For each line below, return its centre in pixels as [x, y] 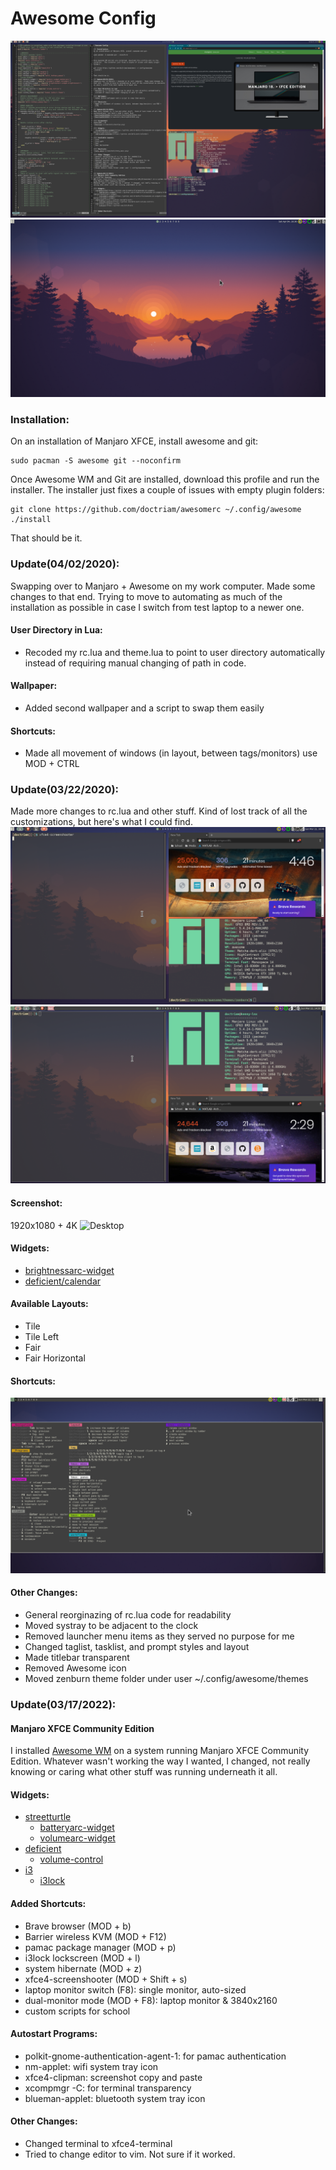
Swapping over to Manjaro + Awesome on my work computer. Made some [163, 586]
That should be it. [46, 538]
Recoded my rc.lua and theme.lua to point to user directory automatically [175, 652]
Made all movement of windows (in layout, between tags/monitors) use [171, 753]
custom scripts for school [77, 2011]
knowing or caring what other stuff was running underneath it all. [144, 1772]
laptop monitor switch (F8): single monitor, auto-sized [135, 1989]
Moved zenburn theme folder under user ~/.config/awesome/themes [166, 1678]
